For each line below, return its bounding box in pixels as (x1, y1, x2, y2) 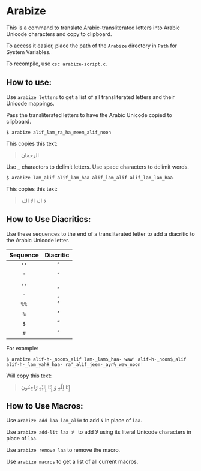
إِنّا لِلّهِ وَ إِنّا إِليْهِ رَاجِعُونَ (20, 383, 71, 391)
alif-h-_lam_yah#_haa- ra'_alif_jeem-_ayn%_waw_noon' (6, 361, 144, 367)
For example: (6, 344, 39, 352)
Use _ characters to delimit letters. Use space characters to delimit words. (6, 163, 189, 170)
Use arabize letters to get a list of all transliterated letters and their (6, 93, 175, 100)
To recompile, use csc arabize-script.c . (6, 60, 107, 67)
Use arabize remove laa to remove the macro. (6, 446, 121, 454)
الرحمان (20, 151, 39, 158)
